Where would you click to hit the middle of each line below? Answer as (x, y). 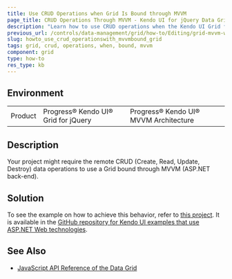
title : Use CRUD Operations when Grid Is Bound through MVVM (97, 13)
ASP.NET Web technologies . (47, 230)
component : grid (30, 53)
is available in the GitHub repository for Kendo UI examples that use (103, 222)
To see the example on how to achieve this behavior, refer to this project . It (113, 215)
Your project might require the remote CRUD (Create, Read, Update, (104, 162)
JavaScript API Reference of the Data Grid (77, 268)
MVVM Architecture (162, 120)
